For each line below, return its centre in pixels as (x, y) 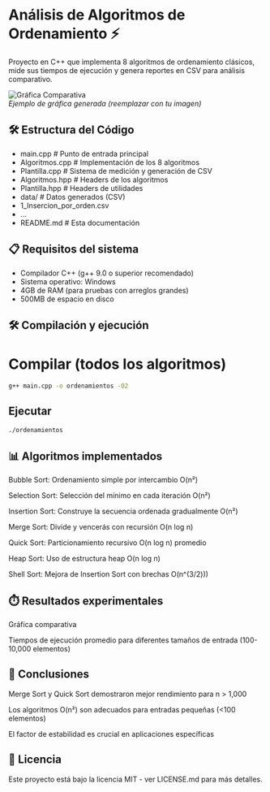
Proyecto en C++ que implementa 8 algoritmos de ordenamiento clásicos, (132, 62)
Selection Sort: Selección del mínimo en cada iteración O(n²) (109, 496)
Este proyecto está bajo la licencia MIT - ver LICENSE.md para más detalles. (135, 779)
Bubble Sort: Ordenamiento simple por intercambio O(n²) (103, 480)
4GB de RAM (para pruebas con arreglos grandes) (104, 290)
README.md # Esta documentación (80, 223)
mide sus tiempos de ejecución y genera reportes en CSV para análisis (127, 70)
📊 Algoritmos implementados (86, 456)
